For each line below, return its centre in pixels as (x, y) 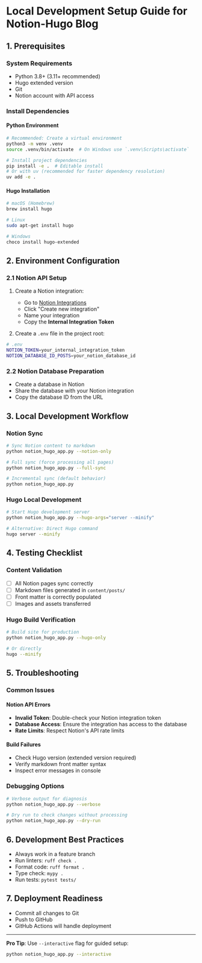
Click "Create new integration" (62, 309)
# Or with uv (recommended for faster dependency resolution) (86, 172)
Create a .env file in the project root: (60, 334)
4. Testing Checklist (44, 553)
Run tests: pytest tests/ (46, 879)
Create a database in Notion (50, 384)
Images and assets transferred (53, 603)
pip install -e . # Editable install (55, 166)
